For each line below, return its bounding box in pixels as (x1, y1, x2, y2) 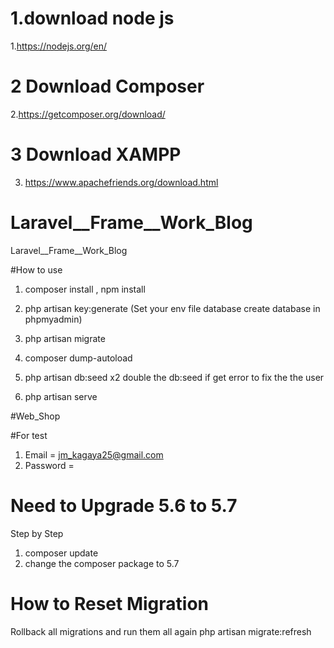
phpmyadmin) (24, 313, 83, 325)
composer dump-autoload (24, 352, 133, 364)
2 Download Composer (10, 75, 205, 98)
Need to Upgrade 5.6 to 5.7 (10, 494, 238, 517)
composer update (24, 547, 99, 559)
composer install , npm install (24, 283, 146, 295)
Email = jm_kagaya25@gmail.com (24, 448, 164, 461)
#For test (10, 429, 48, 441)
